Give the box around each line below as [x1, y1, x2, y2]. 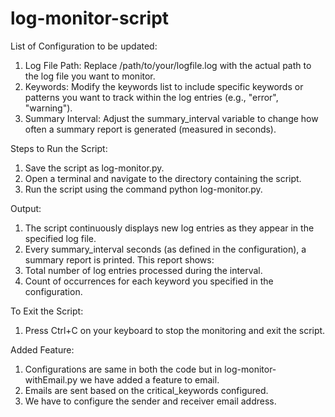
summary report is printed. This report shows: [24, 253, 215, 266]
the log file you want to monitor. [24, 70, 156, 82]
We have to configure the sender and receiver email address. [24, 395, 277, 407]
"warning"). [24, 102, 73, 114]
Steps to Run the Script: [10, 142, 108, 154]
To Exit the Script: [10, 305, 84, 317]
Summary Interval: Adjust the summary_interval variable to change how [24, 112, 319, 124]
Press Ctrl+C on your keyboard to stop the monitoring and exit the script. [24, 324, 326, 336]
